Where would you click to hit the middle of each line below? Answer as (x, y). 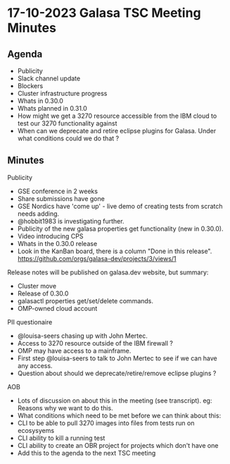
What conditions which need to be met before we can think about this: (119, 415)
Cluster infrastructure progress (62, 93)
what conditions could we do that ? (68, 138)
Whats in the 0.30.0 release (57, 243)
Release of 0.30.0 (43, 293)
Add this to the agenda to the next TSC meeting (87, 453)
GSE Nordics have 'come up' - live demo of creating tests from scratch (120, 206)
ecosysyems (36, 430)
